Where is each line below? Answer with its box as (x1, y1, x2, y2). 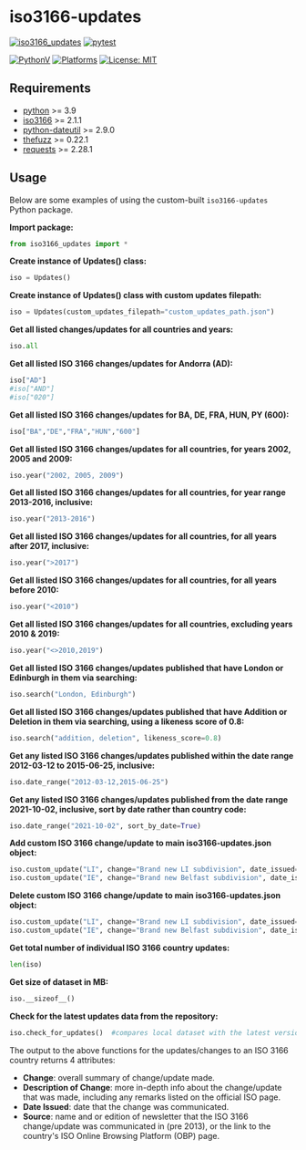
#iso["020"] (9, 392, 55, 402)
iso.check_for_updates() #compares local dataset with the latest (9, 1028, 271, 1037)
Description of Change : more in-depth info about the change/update (22, 1082, 282, 1093)
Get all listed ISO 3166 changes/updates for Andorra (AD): (9, 358, 234, 369)
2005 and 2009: (9, 453, 73, 464)
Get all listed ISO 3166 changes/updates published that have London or (9, 662, 284, 673)
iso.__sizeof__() (9, 994, 76, 1003)
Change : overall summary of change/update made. (22, 1072, 216, 1083)
